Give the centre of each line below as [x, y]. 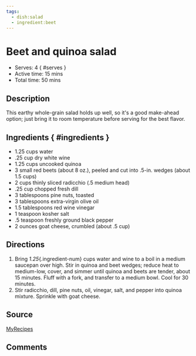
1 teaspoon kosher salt [42, 213]
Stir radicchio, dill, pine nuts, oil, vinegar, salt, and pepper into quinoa [98, 290]
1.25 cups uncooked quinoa [48, 164]
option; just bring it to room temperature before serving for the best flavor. [96, 119]
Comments [27, 347]
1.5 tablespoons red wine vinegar [55, 207]
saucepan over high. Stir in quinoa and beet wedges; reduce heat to [97, 265]
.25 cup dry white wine [42, 157]
